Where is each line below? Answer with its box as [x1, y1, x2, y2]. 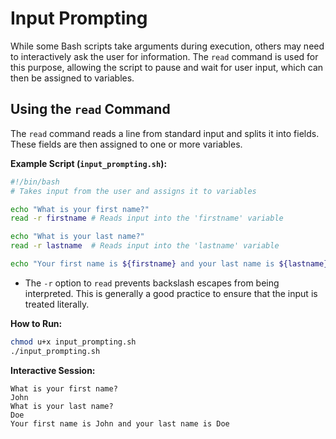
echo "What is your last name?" [10, 232, 145, 242]
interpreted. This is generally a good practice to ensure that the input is [24, 287, 318, 299]
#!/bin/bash [10, 177, 60, 187]
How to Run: [10, 317, 63, 329]
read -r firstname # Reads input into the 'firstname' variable [10, 213, 284, 224]
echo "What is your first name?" [10, 204, 150, 214]
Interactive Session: [10, 364, 96, 376]
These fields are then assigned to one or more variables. [10, 138, 243, 150]
